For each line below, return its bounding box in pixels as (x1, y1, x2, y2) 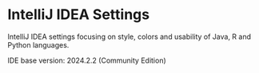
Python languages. (7, 40, 70, 49)
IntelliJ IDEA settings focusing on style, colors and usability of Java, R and (7, 32, 252, 41)
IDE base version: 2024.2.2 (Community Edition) (7, 56, 167, 65)
